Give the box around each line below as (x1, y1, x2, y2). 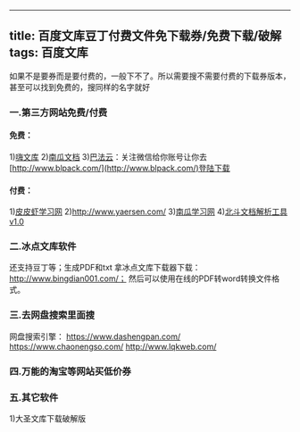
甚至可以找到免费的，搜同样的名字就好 (9, 81, 150, 92)
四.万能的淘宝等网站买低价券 (9, 365, 132, 378)
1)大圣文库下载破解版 (9, 412, 87, 424)
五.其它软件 (9, 391, 59, 403)
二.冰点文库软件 (9, 240, 77, 253)
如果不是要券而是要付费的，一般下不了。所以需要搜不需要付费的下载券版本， (9, 71, 291, 81)
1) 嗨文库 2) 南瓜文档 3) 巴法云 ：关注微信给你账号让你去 (9, 151, 208, 162)
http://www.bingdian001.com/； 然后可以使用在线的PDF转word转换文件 (9, 273, 272, 284)
